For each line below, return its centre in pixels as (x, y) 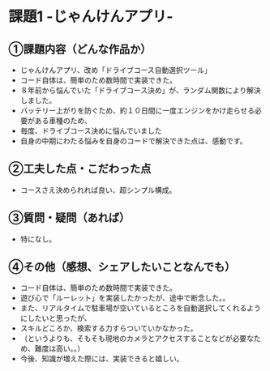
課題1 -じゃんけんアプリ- (91, 17)
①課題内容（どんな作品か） (80, 49)
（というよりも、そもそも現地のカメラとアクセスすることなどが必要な (137, 339)
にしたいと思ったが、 (56, 318)
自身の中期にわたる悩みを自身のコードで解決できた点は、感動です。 (133, 141)
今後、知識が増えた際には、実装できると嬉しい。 (102, 359)
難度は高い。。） (60, 348)
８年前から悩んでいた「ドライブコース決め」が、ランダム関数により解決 (140, 90)
